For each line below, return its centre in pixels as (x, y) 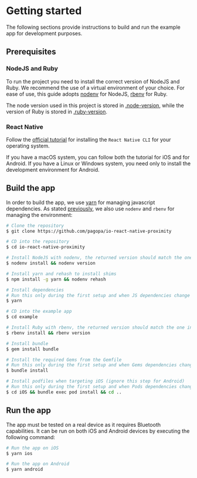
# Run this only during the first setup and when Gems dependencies (91, 365)
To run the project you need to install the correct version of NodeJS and (93, 81)
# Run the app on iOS (33, 448)
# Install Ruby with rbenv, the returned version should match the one (95, 327)
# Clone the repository (35, 225)
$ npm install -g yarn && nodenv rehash (56, 279)
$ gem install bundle (33, 349)
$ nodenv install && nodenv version (51, 263)
